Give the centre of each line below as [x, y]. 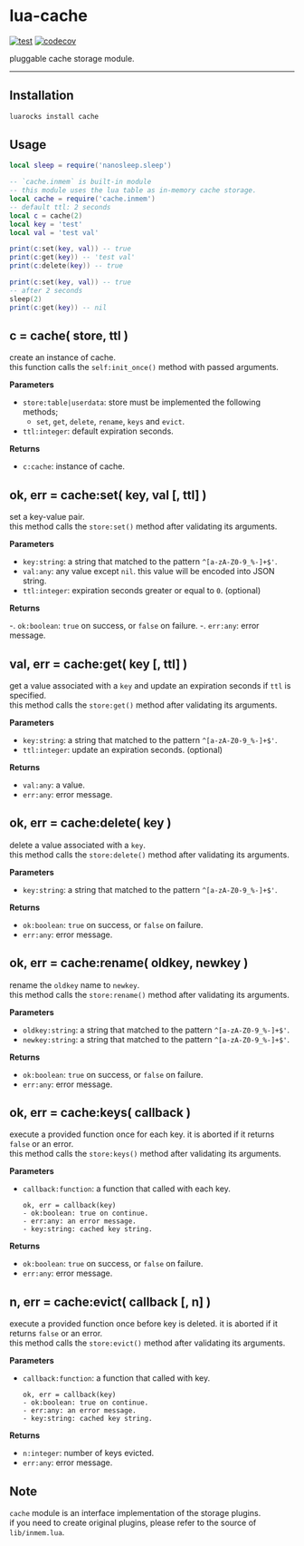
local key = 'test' [46, 224]
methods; [40, 412]
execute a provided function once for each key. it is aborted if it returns [142, 1134]
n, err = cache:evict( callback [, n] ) [110, 1301]
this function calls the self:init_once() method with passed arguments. [144, 367]
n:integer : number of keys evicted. [88, 1453]
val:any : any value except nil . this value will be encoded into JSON [148, 572]
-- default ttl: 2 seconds [60, 207]
